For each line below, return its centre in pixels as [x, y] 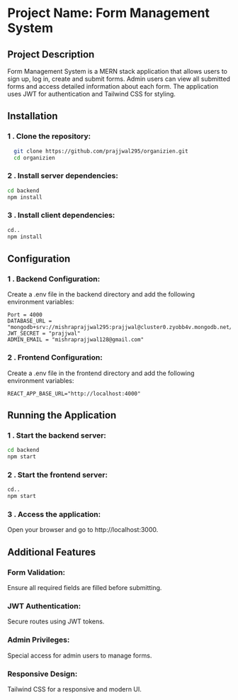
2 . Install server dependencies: [63, 176]
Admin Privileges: [39, 640]
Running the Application [62, 415]
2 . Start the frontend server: [58, 474]
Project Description [51, 54]
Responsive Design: [42, 674]
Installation [33, 116]
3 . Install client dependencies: [61, 216]
